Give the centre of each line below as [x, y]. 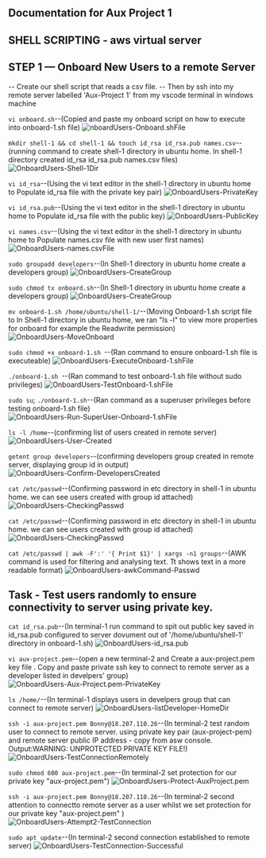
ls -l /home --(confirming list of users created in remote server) [112, 432]
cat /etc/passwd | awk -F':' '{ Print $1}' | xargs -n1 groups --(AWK [127, 553]
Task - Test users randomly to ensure [102, 595]
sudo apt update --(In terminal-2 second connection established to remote [129, 837]
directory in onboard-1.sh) [51, 643]
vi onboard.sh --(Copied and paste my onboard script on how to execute [127, 119]
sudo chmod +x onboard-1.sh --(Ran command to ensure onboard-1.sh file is [133, 352]
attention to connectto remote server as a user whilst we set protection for [130, 805]
